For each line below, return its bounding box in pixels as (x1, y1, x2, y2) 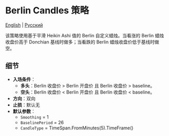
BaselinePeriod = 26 (20, 119, 64, 125)
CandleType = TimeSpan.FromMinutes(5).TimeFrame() (20, 125, 134, 131)
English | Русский (5, 21, 43, 28)
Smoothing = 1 (20, 114, 49, 120)
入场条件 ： (12, 76, 36, 82)
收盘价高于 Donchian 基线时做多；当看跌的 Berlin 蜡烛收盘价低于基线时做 (5, 39, 160, 45)
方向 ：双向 (12, 95, 36, 101)
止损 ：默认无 (12, 102, 40, 108)
